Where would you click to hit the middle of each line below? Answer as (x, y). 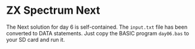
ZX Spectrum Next (53, 10)
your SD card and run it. (36, 39)
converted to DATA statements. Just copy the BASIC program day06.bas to (98, 33)
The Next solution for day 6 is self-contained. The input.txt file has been (97, 27)
